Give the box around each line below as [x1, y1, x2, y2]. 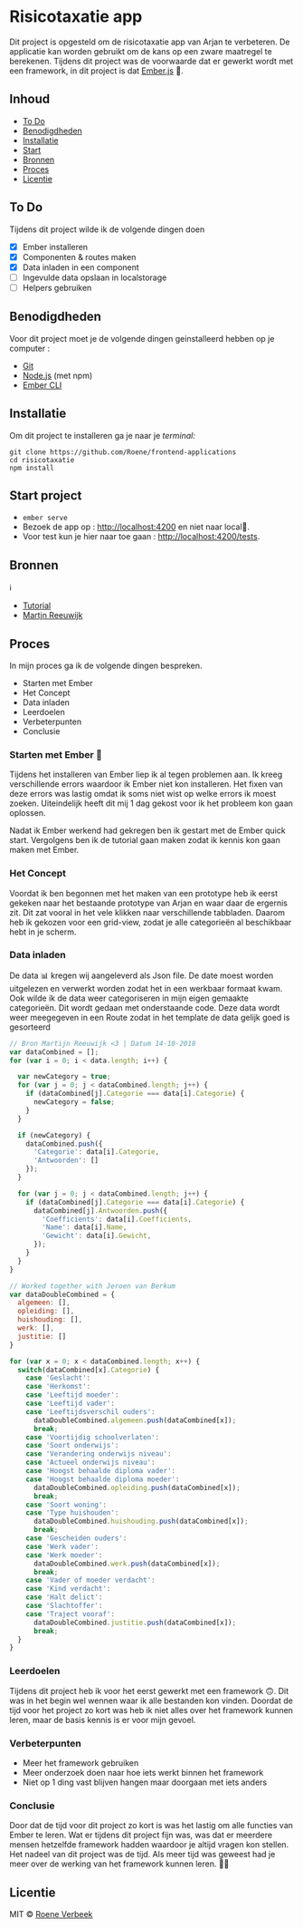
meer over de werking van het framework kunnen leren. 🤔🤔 [9, 1858, 230, 1869]
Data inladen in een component [22, 261, 140, 273]
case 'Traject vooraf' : [25, 1609, 116, 1619]
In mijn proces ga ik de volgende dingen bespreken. [9, 660, 203, 671]
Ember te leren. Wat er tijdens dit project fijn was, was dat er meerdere [9, 1829, 273, 1841]
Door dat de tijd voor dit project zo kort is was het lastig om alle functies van [9, 1820, 294, 1831]
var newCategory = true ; [17, 1072, 111, 1081]
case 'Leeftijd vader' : [25, 1399, 116, 1409]
